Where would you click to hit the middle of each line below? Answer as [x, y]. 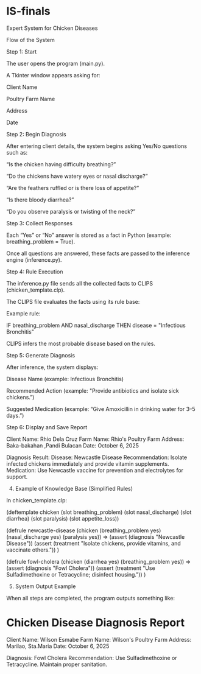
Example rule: [23, 313]
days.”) [15, 415]
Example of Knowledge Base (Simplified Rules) [74, 488]
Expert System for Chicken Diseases [52, 28]
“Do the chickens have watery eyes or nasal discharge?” [77, 176]
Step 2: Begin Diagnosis [36, 134]
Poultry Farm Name [31, 99]
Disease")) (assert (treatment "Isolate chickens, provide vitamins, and [93, 543]
